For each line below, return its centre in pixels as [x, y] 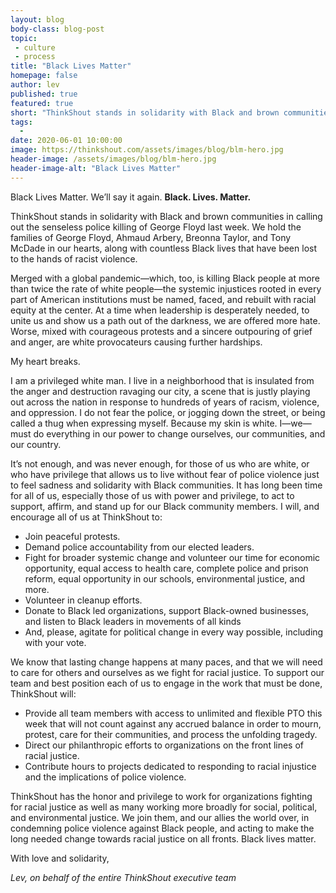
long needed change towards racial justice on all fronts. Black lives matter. [163, 838]
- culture [35, 47]
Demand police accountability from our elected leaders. [139, 547]
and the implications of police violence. [105, 777]
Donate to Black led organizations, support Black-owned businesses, [167, 610]
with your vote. [55, 642]
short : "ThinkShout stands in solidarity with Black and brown [145, 112]
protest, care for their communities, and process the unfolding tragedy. [171, 734]
